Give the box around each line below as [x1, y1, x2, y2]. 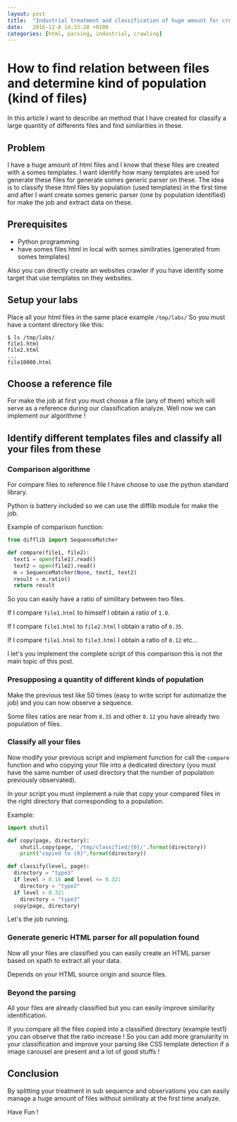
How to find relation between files [7, 61, 209, 76]
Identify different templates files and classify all [7, 432, 222, 444]
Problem [7, 142, 46, 154]
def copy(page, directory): [7, 837, 90, 844]
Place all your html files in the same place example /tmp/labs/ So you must [7, 312, 226, 321]
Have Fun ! [7, 1107, 39, 1116]
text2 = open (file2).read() [13, 562, 97, 569]
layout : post [7, 10, 46, 18]
